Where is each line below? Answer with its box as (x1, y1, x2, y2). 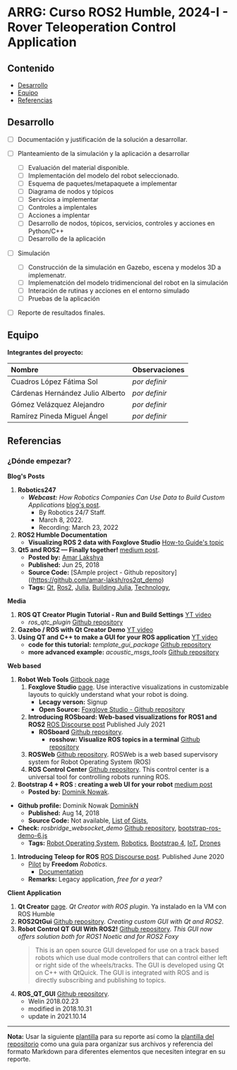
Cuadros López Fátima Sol (11, 377, 98, 387)
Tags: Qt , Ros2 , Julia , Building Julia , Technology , (28, 583, 171, 592)
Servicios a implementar (28, 195, 99, 204)
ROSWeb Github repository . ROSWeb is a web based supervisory (28, 750, 219, 759)
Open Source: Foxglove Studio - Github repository (38, 705, 186, 714)
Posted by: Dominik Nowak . (28, 788, 110, 796)
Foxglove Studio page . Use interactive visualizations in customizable (28, 683, 229, 691)
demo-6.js (17, 832, 48, 840)
